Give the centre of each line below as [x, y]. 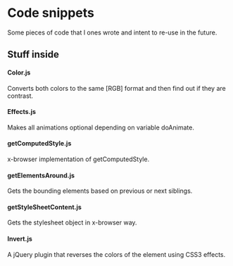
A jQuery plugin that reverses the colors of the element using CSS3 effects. [116, 254]
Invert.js [20, 239]
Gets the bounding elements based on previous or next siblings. [100, 191]
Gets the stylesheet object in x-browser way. [72, 222]
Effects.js [22, 112]
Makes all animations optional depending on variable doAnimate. [101, 127]
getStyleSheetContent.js [45, 207]
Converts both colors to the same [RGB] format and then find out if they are [117, 88]
